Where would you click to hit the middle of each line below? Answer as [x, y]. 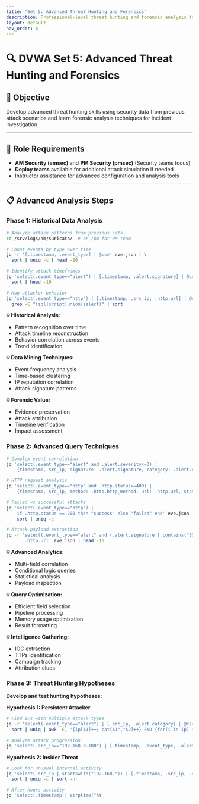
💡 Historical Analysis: [33, 315]
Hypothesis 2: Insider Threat [42, 757]
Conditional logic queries [45, 570]
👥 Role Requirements [45, 148]
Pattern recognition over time [50, 327]
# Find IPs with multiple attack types [55, 719]
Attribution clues [35, 668]
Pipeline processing [39, 613]
